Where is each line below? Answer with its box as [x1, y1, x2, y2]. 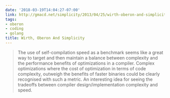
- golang [5, 31, 24, 36]
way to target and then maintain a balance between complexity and [17, 55, 158, 61]
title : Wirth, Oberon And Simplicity [5, 36, 85, 41]
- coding [5, 26, 24, 31]
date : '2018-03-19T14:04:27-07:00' [5, 7, 80, 13]
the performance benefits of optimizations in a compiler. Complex [17, 60, 155, 66]
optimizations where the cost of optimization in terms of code [17, 65, 146, 71]
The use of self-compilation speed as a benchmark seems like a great [17, 49, 163, 56]
